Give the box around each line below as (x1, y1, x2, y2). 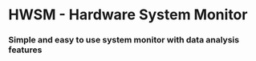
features (8, 44, 43, 55)
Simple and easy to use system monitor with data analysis (8, 35, 239, 46)
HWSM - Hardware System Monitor (8, 6, 248, 24)
